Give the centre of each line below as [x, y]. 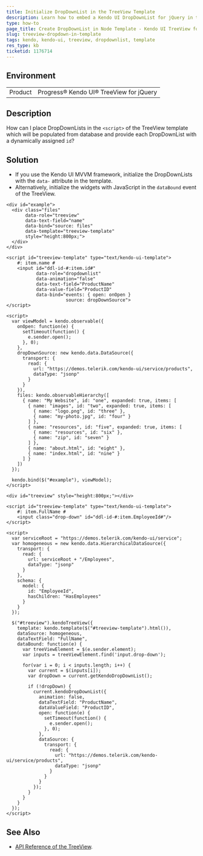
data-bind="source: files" [59, 226]
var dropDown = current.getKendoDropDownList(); [90, 676]
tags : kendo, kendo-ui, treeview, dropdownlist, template [81, 40]
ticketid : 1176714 [29, 51]
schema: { [30, 581]
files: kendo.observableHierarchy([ [63, 396]
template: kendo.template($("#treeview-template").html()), [94, 629]
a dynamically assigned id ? [40, 141]
